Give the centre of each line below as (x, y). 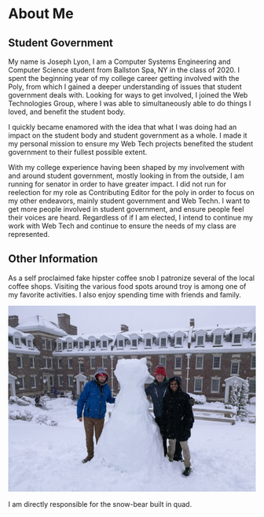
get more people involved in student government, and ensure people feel (126, 209)
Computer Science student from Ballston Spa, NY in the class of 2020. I (124, 70)
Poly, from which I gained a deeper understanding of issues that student (125, 87)
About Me (41, 14)
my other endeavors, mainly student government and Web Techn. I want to (129, 201)
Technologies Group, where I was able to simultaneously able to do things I (130, 103)
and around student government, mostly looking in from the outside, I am (126, 175)
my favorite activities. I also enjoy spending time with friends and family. (125, 294)
